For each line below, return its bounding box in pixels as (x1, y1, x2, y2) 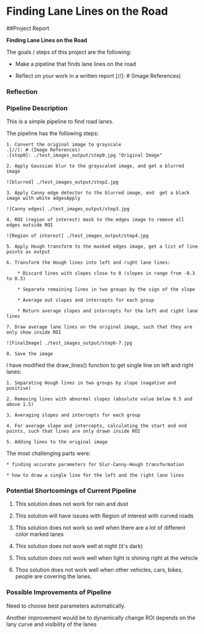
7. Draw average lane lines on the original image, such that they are (6, 324, 192, 330)
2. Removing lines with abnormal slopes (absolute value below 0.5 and (6, 396, 192, 402)
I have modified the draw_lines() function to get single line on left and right (6, 362, 194, 369)
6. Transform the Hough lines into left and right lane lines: (6, 259, 171, 266)
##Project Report (6, 25, 50, 32)
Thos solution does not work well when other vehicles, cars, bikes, (15, 566, 183, 574)
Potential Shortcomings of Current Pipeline (6, 486, 137, 495)
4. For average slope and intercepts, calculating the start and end (6, 423, 188, 429)
